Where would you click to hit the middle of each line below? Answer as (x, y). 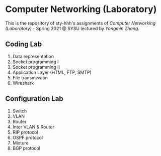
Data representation (33, 56)
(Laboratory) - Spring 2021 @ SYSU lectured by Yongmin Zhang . (72, 28)
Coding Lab (23, 44)
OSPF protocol (28, 137)
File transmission (30, 77)
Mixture (20, 143)
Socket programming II (36, 67)
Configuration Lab (34, 99)
